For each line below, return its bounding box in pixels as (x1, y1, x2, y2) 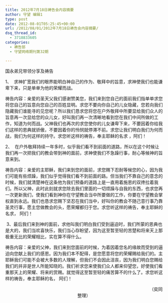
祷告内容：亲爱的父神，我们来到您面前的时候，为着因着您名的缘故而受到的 (5, 244, 158, 250)
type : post (5, 16, 28, 21)
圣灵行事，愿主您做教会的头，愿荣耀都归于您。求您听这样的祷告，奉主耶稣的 (5, 204, 163, 210)
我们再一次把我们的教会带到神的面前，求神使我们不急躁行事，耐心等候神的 (5, 149, 158, 155)
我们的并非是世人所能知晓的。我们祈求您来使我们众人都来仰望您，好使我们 (5, 263, 158, 269)
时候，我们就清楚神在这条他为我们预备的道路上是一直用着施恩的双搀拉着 (5, 179, 154, 185)
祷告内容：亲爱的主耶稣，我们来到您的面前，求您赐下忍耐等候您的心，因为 (5, 166, 158, 172)
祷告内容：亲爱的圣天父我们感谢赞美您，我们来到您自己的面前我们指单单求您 (5, 95, 163, 101)
